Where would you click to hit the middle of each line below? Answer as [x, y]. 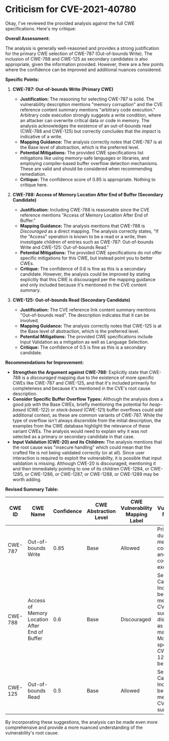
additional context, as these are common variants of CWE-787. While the [88, 415]
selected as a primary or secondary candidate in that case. [73, 436]
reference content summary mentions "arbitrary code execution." [88, 110]
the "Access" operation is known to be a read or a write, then [83, 236]
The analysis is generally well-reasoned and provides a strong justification [82, 48]
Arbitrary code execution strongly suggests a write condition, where [91, 115]
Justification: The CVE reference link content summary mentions [88, 309]
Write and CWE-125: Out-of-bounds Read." [64, 247]
